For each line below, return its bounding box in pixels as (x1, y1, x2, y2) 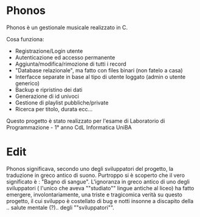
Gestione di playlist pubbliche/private (15, 98, 109, 106)
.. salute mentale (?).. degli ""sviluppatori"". (6, 204, 114, 211)
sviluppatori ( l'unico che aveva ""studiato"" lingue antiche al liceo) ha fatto (6, 184, 195, 191)
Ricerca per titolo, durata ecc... (15, 105, 93, 112)
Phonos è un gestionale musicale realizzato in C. (6, 24, 128, 31)
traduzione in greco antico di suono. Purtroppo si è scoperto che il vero (6, 171, 185, 179)
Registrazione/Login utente (15, 47, 83, 55)
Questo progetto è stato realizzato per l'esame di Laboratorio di (6, 117, 165, 125)
